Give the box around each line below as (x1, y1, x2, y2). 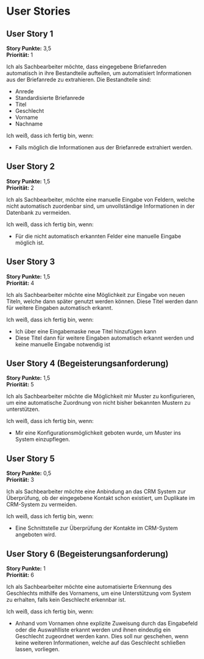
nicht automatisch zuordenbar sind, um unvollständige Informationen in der (6, 202, 195, 210)
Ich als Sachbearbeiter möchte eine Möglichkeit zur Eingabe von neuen (6, 291, 186, 298)
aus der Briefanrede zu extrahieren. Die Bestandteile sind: (6, 76, 152, 83)
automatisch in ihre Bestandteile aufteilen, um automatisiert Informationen (6, 69, 192, 77)
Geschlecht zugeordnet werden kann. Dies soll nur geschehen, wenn (15, 633, 189, 640)
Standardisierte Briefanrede (15, 94, 85, 101)
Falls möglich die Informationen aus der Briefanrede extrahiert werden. (15, 144, 193, 151)
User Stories (6, 4, 71, 18)
